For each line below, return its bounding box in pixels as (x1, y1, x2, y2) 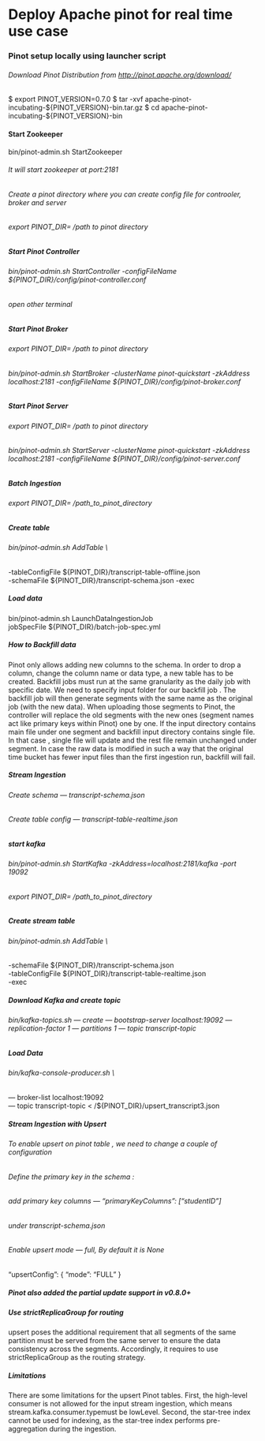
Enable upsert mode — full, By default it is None (8, 1245, 165, 1255)
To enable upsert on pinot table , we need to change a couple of (8, 1139, 218, 1148)
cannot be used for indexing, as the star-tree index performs (8, 1416, 205, 1425)
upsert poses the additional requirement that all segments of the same (8, 1327, 237, 1337)
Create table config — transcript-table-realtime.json (8, 814, 178, 824)
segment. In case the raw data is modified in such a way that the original (8, 743, 244, 753)
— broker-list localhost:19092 (8, 1092, 104, 1102)
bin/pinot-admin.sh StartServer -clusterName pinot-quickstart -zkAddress (8, 446, 251, 455)
